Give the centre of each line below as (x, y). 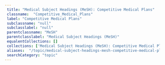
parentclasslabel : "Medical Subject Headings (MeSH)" (63, 37)
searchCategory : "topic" (32, 55)
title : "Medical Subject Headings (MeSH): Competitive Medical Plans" (81, 10)
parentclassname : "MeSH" (32, 32)
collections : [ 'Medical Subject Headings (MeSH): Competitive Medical (81, 46)
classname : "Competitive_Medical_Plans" (50, 14)
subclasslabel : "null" (30, 28)
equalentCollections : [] (32, 42)
